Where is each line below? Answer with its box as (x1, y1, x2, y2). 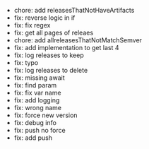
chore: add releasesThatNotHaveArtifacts (13, 6, 135, 14)
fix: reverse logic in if (13, 13, 76, 22)
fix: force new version (13, 111, 78, 119)
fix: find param (13, 81, 57, 89)
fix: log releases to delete (13, 66, 88, 74)
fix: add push (13, 133, 53, 142)
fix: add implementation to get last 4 (13, 44, 119, 52)
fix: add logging (13, 96, 60, 105)
